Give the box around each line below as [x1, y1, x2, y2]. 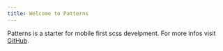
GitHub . [7, 36, 29, 45]
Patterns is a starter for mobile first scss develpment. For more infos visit [7, 29, 216, 37]
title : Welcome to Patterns [7, 10, 89, 17]
